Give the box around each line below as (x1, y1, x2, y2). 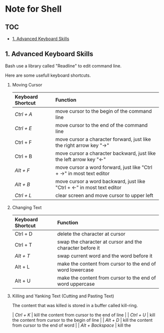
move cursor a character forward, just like (55, 136, 151, 143)
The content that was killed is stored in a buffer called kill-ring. (12, 302, 138, 308)
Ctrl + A (14, 111, 33, 118)
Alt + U (14, 277, 31, 284)
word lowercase (57, 266, 94, 273)
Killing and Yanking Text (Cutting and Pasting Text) (12, 293, 115, 299)
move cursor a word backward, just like (55, 178, 145, 185)
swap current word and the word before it (57, 252, 153, 259)
